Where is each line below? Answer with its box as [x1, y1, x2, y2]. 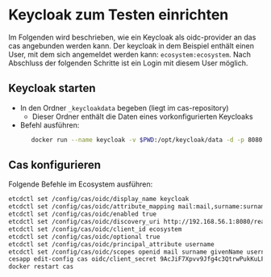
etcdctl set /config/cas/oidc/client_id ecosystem [8, 225, 182, 233]
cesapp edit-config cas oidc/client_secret [8, 255, 157, 263]
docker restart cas [8, 262, 74, 271]
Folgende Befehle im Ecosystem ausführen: [8, 179, 153, 189]
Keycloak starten [8, 82, 96, 95]
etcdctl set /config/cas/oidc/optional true [8, 233, 161, 241]
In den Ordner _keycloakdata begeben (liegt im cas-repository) [19, 103, 229, 112]
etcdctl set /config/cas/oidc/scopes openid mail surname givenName [8, 248, 244, 256]
